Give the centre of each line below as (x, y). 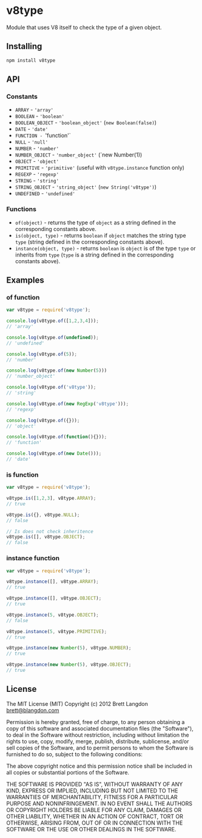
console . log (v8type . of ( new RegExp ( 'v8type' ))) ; (68, 404)
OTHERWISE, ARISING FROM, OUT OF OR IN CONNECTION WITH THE (95, 823)
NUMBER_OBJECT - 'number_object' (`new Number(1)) (79, 155)
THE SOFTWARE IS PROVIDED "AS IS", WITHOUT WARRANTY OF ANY (95, 784)
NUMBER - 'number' (37, 149)
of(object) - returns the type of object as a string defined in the (96, 223)
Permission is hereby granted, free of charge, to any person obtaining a (96, 722)
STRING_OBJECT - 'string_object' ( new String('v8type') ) (86, 187)
